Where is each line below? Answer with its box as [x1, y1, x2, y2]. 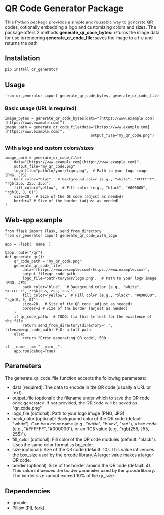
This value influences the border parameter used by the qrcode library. [12, 468, 155, 473]
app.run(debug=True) [14, 348, 56, 354]
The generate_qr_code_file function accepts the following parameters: [5, 375, 147, 381]
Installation [5, 54, 40, 63]
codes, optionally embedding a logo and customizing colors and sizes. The [5, 24, 157, 30]
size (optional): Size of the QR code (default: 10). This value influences [12, 447, 154, 452]
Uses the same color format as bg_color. [12, 441, 94, 448]
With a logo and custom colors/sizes [5, 144, 94, 151]
